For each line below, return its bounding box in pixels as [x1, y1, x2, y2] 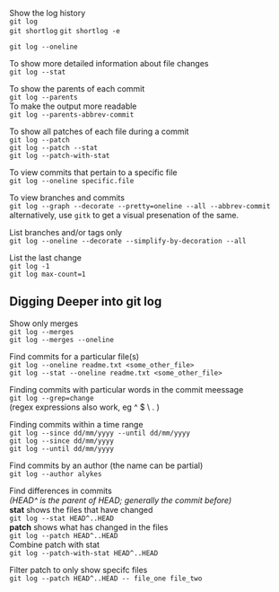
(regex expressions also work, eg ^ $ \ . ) [9, 402, 160, 412]
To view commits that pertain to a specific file [9, 167, 178, 178]
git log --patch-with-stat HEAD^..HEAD [9, 548, 159, 558]
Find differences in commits [9, 485, 112, 496]
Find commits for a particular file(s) [9, 350, 140, 362]
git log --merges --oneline [9, 335, 115, 344]
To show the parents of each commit [9, 84, 145, 93]
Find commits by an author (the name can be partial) [9, 460, 204, 471]
